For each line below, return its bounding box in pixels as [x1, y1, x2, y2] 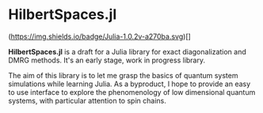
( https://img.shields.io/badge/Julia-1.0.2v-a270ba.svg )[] [8, 32, 192, 41]
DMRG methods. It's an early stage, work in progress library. [8, 55, 206, 65]
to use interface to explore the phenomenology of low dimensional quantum [8, 87, 256, 96]
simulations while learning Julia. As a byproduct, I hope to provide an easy [8, 79, 251, 89]
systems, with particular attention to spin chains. [8, 96, 166, 105]
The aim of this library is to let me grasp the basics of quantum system [8, 70, 238, 80]
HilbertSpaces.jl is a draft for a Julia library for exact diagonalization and [8, 47, 247, 56]
